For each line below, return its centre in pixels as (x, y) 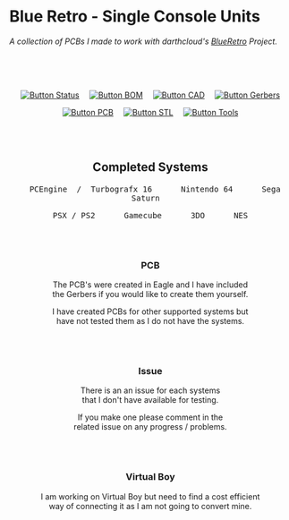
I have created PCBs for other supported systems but (150, 311)
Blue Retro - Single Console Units (135, 17)
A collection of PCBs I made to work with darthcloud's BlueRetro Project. (143, 41)
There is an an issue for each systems (150, 390)
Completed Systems (150, 167)
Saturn (145, 198)
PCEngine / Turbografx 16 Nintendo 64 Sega (155, 189)
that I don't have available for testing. (150, 400)
